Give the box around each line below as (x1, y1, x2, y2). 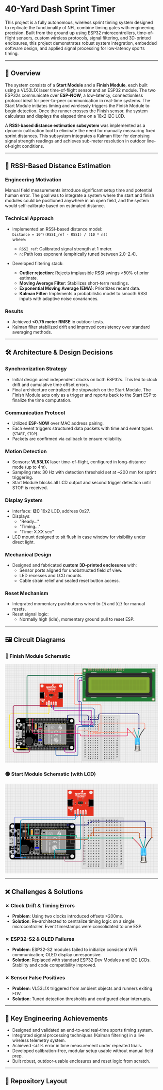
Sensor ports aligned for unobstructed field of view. (19, 567, 123, 573)
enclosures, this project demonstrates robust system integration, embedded (5, 40, 157, 46)
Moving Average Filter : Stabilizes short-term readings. (19, 280, 130, 286)
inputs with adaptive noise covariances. (19, 296, 98, 301)
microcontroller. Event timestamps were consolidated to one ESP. (12, 924, 143, 930)
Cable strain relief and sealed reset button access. (19, 578, 120, 583)
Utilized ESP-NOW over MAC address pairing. (12, 421, 104, 426)
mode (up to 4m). (12, 464, 48, 470)
